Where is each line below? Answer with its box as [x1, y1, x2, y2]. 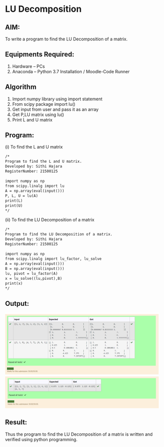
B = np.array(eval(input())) [5, 267, 65, 271]
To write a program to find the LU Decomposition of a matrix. [5, 36, 128, 42]
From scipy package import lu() [12, 101, 76, 107]
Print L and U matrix [12, 117, 53, 122]
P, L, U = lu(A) [5, 193, 38, 199]
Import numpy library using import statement [12, 96, 103, 102]
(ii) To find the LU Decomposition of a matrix [5, 217, 94, 223]
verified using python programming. [5, 436, 78, 442]
